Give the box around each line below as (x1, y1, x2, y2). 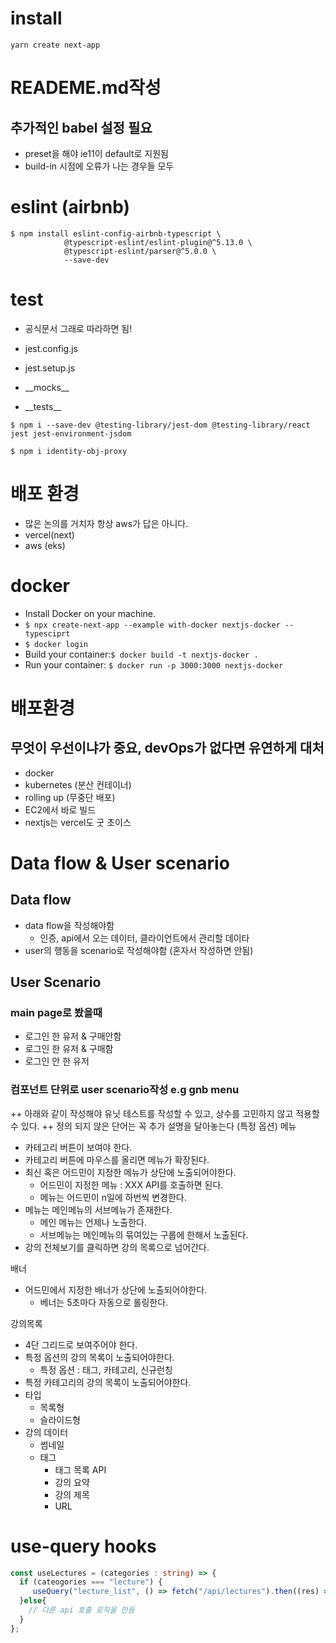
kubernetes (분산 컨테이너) (24, 778, 132, 791)
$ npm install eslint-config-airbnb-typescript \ (10, 228, 222, 239)
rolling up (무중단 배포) (24, 791, 116, 803)
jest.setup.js (24, 362, 76, 374)
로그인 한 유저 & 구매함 (24, 1043, 114, 1055)
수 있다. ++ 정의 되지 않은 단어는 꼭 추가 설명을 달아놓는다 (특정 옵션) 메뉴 (10, 1120, 297, 1132)
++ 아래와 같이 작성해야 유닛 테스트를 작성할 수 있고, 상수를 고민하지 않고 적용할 (10, 1107, 320, 1119)
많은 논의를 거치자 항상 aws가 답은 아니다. (24, 517, 189, 529)
